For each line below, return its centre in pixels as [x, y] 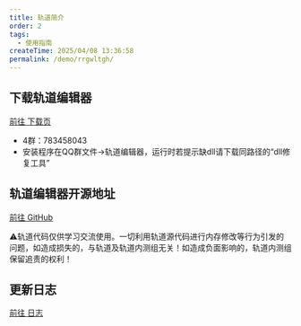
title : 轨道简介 [37, 18]
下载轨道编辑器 [51, 98]
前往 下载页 [30, 121]
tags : [19, 34]
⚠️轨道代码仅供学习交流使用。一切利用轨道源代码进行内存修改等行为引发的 [147, 236]
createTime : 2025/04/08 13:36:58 [72, 51]
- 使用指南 [35, 43]
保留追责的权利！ [41, 259]
